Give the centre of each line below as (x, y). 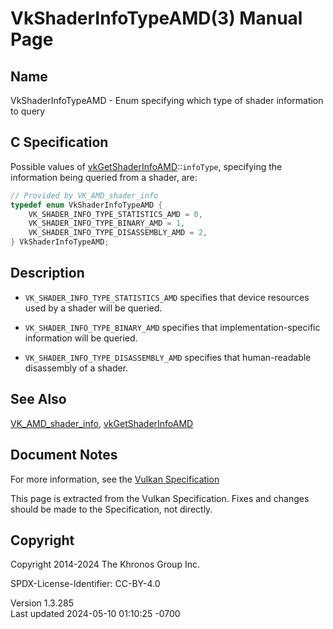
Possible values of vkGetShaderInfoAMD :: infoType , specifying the (146, 166)
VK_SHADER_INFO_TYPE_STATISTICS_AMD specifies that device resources (167, 297)
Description (47, 273)
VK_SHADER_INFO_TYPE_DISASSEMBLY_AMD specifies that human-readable (168, 357)
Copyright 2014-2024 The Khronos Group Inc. (105, 564)
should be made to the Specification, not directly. (111, 509)
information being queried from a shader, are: (104, 177)
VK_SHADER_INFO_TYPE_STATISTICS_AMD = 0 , (115, 214)
